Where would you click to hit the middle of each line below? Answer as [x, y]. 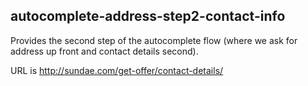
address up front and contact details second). [104, 51]
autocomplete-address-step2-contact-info [148, 16]
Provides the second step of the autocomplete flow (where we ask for [154, 40]
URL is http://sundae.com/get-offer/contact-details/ [117, 70]
